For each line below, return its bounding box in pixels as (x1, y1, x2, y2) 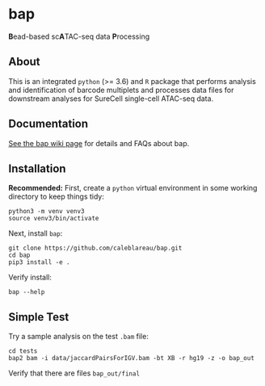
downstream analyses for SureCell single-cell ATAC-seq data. (8, 94, 214, 103)
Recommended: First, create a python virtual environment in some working (8, 183, 258, 193)
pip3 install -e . (8, 258, 70, 266)
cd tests (8, 347, 38, 355)
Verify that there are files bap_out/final (8, 368, 140, 378)
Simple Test (8, 310, 69, 324)
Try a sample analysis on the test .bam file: (8, 332, 149, 342)
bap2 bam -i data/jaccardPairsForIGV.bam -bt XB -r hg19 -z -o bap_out (8, 355, 254, 363)
